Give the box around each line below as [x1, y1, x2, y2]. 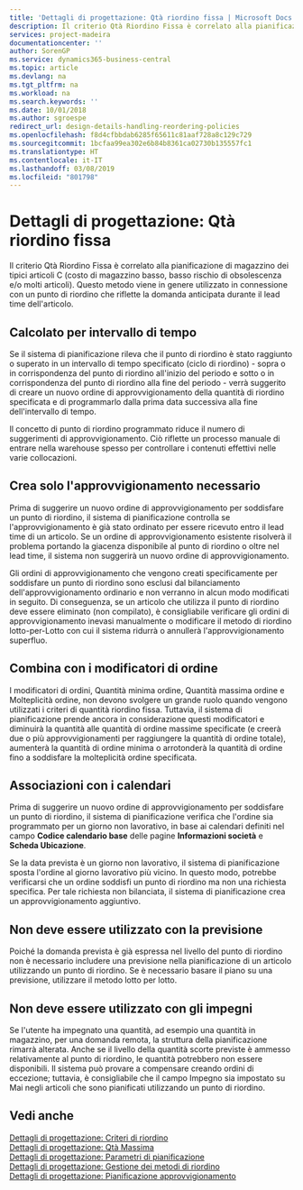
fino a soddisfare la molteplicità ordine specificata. [9, 752, 197, 763]
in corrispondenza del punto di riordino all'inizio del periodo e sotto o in [9, 368, 275, 379]
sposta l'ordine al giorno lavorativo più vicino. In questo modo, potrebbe [9, 867, 277, 878]
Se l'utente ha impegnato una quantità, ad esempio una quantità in [9, 1025, 256, 1036]
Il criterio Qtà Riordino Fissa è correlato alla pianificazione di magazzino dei [9, 261, 289, 271]
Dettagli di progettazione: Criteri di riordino [9, 1132, 169, 1143]
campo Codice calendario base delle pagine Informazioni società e [9, 830, 263, 841]
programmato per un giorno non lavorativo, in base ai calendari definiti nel [9, 821, 285, 832]
